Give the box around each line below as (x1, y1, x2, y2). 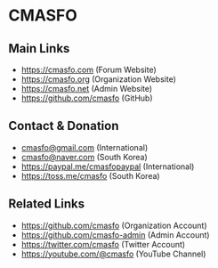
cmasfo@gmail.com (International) (20, 142, 149, 152)
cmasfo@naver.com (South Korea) (20, 151, 148, 162)
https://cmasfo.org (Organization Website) (20, 74, 177, 85)
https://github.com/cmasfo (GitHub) (20, 93, 153, 103)
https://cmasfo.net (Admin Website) (20, 84, 153, 93)
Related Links (8, 197, 85, 212)
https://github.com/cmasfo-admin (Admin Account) (20, 229, 210, 240)
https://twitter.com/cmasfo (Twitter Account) (20, 239, 186, 249)
